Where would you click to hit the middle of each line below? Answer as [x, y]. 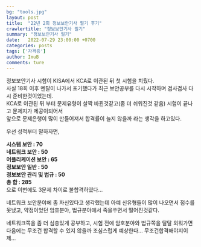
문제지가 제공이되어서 [38, 111]
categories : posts [29, 46]
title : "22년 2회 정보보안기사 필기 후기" [54, 23]
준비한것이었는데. [33, 96]
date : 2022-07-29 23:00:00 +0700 [51, 40]
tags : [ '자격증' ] [26, 51]
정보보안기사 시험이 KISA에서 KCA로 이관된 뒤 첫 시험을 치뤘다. [81, 81]
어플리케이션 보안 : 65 [32, 159]
